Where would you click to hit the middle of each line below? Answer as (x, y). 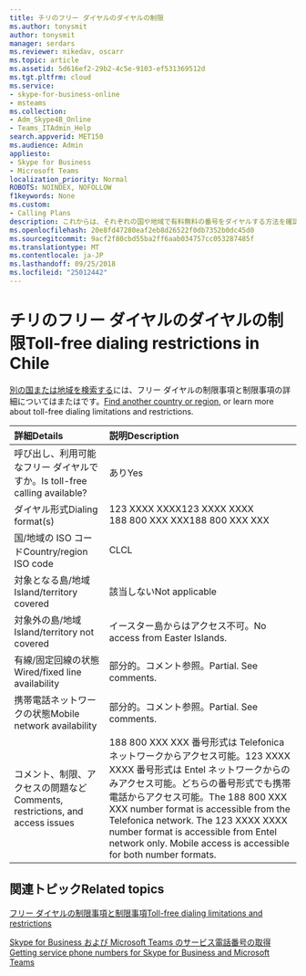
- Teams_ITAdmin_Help (51, 129)
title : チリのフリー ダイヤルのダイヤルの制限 (87, 18)
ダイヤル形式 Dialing (56, 509)
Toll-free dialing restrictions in (143, 344)
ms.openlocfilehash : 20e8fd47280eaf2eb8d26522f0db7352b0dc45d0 (132, 230)
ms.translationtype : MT (55, 247)
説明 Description (144, 436)
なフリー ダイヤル (51, 467)
